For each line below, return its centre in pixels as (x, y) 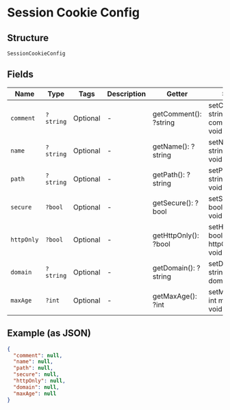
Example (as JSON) (49, 333)
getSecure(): (173, 203)
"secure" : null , (36, 374)
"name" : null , (33, 362)
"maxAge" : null (35, 394)
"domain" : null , (36, 387)
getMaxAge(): (175, 296)
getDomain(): (174, 268)
